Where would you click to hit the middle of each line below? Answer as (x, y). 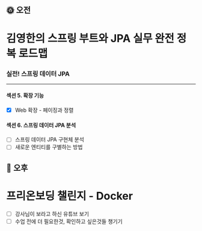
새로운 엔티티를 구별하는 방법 (49, 147)
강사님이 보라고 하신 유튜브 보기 (52, 214)
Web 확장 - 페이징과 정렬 (44, 110)
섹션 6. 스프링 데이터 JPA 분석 (41, 125)
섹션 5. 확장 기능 (25, 96)
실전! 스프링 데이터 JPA (38, 73)
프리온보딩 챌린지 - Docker (70, 196)
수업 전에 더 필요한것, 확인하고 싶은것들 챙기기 (69, 221)
